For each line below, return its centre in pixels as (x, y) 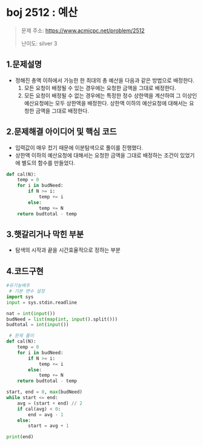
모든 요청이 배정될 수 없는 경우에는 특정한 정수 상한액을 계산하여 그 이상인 (111, 96)
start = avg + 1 (48, 426)
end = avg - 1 (46, 414)
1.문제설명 (24, 64)
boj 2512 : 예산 (42, 12)
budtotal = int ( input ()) (38, 325)
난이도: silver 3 (39, 43)
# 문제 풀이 (22, 336)
